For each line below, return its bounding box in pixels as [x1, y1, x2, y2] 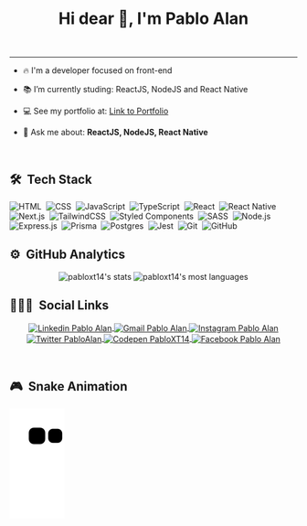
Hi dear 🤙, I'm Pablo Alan [58, 8, 249, 29]
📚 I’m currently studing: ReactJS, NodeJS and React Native [22, 83, 249, 94]
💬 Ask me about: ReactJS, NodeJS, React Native [22, 126, 208, 137]
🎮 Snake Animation [9, 379, 128, 394]
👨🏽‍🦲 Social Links [9, 297, 110, 313]
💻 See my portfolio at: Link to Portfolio [22, 105, 169, 116]
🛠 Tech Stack [9, 172, 93, 188]
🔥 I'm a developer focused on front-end [22, 64, 173, 76]
